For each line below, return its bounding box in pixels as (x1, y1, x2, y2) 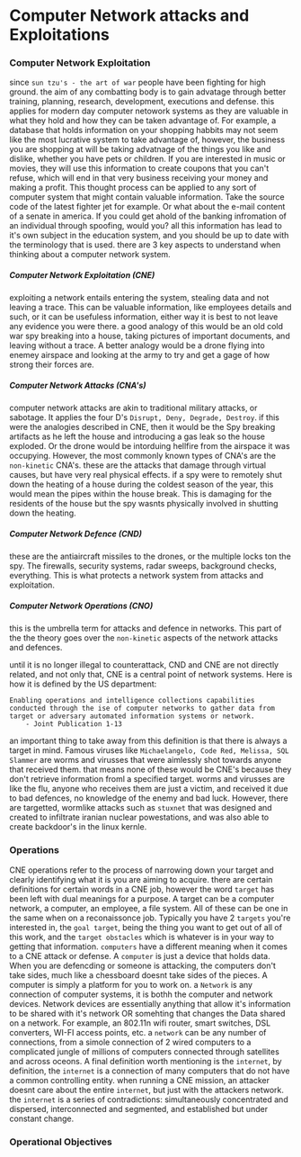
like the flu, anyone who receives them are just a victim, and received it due (9, 784, 288, 794)
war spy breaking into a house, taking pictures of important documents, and (9, 330, 290, 342)
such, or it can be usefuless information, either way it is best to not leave (9, 311, 279, 322)
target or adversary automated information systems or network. (9, 712, 255, 721)
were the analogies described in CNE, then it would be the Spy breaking (9, 422, 276, 433)
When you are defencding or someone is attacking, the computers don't (9, 960, 277, 971)
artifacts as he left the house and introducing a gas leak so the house (9, 431, 265, 442)
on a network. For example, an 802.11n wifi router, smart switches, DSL (9, 1018, 271, 1028)
